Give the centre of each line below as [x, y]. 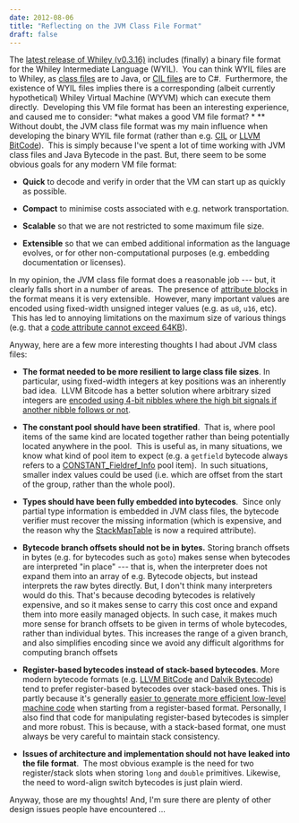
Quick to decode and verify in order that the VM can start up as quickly [154, 182]
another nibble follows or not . [77, 410]
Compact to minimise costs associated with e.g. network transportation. [155, 209]
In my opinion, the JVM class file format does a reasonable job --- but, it [142, 280]
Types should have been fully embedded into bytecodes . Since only [152, 502]
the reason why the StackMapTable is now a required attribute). [139, 531]
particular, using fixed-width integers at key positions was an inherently [154, 381]
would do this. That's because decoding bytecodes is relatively [139, 595]
